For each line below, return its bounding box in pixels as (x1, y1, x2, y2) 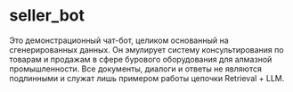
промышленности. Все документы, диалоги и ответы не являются (9, 63, 263, 74)
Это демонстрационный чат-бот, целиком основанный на (9, 35, 229, 46)
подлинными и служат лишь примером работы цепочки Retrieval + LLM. (9, 72, 285, 83)
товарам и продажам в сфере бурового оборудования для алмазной (9, 54, 273, 64)
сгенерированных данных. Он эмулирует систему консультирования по (9, 44, 284, 54)
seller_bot (9, 5, 85, 26)
